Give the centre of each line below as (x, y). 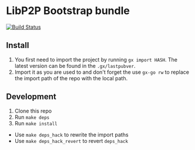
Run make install (36, 123)
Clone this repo (33, 111)
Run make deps (32, 117)
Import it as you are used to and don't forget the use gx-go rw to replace (102, 72)
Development (31, 97)
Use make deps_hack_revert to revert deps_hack (71, 141)
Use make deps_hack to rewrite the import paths (71, 134)
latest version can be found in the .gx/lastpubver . (75, 66)
